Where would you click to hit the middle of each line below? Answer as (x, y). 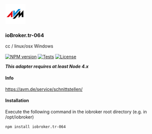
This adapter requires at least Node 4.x (47, 66)
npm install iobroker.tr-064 (35, 126)
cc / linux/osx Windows (29, 46)
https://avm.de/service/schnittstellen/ (44, 89)
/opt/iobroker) (19, 117)
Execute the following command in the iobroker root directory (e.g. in (76, 111)
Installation (17, 100)
